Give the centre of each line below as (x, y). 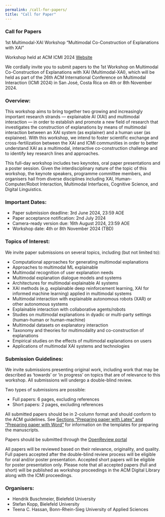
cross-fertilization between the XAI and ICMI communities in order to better (82, 143)
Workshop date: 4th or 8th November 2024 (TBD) (63, 229)
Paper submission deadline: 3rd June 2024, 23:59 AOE (68, 213)
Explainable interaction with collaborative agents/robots (69, 309)
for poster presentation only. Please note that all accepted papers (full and (81, 465)
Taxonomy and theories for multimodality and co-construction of (78, 330)
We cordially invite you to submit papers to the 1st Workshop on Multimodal (82, 67)
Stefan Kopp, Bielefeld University (46, 504)
